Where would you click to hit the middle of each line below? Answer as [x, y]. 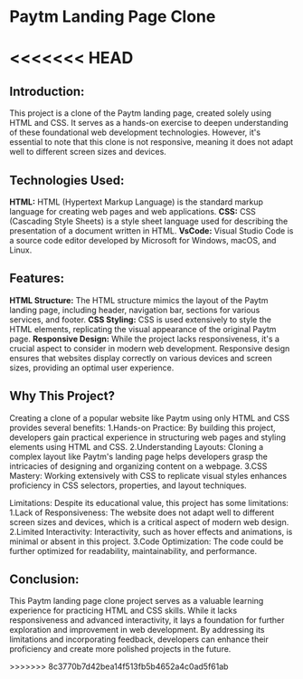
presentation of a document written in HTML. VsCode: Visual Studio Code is [151, 231]
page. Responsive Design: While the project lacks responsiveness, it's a [145, 339]
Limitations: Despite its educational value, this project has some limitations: [149, 502]
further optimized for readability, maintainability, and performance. [133, 550]
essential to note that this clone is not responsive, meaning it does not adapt [151, 142]
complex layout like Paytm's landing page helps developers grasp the [139, 456]
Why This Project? [62, 396]
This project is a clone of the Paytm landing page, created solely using [141, 113]
